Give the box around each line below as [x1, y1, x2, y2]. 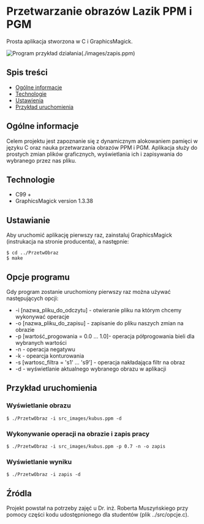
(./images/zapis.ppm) [81, 49, 135, 56]
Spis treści [6, 67, 48, 78]
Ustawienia [15, 96, 44, 104]
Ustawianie [6, 215, 51, 225]
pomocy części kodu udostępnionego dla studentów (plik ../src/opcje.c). [6, 511, 189, 518]
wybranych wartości [15, 339, 67, 346]
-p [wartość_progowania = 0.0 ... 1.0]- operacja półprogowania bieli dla [15, 333, 195, 340]
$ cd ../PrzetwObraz [6, 250, 59, 256]
